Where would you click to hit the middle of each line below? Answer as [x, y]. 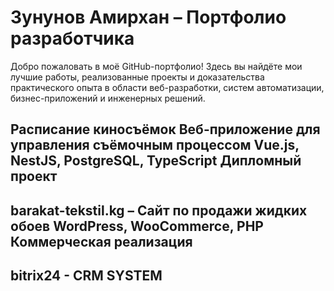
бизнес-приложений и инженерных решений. [108, 98]
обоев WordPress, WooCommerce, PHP [137, 226]
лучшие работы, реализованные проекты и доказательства [137, 77]
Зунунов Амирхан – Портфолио [148, 17]
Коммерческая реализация [101, 241]
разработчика [72, 38]
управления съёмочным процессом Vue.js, [155, 145]
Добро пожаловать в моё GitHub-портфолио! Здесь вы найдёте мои [156, 66]
